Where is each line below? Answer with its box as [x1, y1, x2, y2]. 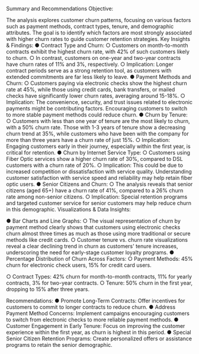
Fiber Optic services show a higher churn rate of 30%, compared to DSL [6, 156, 183, 162]
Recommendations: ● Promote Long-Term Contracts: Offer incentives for [6, 297, 185, 304]
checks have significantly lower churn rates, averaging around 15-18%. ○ [6, 92, 185, 99]
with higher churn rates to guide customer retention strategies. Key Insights [6, 36, 191, 42]
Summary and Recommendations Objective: [6, 5, 114, 12]
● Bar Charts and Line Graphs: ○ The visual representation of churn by [6, 217, 181, 225]
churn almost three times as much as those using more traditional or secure [6, 230, 191, 237]
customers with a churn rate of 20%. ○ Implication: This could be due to [6, 162, 184, 169]
